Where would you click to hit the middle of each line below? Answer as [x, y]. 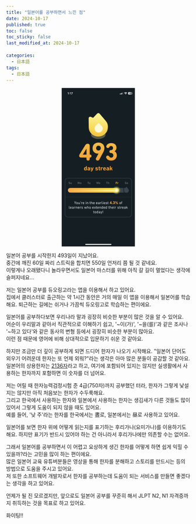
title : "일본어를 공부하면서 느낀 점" [46, 12]
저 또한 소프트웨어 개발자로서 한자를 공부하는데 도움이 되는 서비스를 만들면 [90, 476]
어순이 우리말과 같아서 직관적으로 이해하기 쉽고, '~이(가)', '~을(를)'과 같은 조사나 [97, 324]
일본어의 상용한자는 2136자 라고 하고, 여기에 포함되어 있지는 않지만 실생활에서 [94, 366]
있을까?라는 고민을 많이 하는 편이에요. [49, 454]
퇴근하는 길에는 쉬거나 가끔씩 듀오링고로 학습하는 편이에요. [85, 304]
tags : [13, 68]
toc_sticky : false [28, 37]
